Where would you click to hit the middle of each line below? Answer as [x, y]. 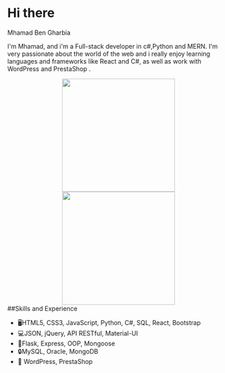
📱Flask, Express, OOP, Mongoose [66, 343]
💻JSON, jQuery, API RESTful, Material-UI [78, 333]
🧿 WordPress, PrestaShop [55, 361]
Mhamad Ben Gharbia [39, 32]
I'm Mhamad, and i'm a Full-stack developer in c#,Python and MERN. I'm [113, 46]
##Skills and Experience [42, 308]
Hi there [31, 13]
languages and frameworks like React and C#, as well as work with [104, 61]
